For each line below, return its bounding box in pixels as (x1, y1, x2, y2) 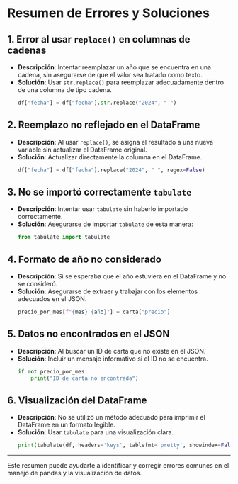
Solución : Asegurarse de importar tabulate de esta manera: (17, 220, 193, 228)
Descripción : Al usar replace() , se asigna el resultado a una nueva (17, 137, 214, 146)
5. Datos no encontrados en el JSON (7, 328, 170, 340)
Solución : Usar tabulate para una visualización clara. (17, 428, 174, 437)
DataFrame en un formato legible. (17, 420, 115, 429)
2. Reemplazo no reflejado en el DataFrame (7, 119, 200, 131)
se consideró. (17, 280, 58, 288)
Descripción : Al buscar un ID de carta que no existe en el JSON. (17, 347, 206, 355)
